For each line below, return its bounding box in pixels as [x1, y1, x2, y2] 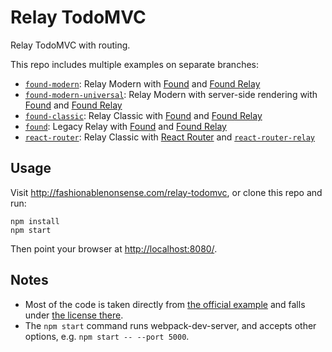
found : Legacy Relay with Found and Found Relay [24, 120, 227, 132]
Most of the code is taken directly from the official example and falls [24, 298, 306, 310]
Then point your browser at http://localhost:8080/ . [10, 242, 218, 255]
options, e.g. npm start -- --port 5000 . [24, 330, 190, 342]
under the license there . [24, 309, 124, 321]
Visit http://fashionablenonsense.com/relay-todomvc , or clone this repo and [10, 186, 323, 198]
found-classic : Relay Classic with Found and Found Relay [24, 109, 263, 121]
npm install [10, 216, 60, 226]
